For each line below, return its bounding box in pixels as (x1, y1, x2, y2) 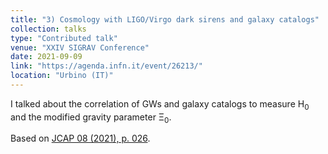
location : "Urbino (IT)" (10, 71, 114, 81)
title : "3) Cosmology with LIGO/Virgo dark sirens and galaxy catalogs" (10, 14, 320, 25)
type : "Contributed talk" (10, 33, 118, 43)
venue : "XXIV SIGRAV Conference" (10, 42, 150, 53)
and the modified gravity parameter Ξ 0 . (10, 111, 172, 125)
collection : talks (10, 24, 87, 34)
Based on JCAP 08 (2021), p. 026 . (10, 132, 151, 145)
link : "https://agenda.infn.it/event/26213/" (10, 61, 203, 71)
